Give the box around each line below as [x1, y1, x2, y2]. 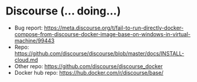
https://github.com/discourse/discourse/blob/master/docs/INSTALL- [14, 49, 184, 57]
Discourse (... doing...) [5, 4, 121, 18]
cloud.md [14, 56, 39, 63]
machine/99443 [14, 37, 55, 44]
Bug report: [14, 24, 43, 31]
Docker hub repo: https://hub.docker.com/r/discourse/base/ [14, 69, 164, 76]
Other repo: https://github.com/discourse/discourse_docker [14, 62, 163, 70]
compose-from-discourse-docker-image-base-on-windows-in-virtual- [14, 30, 191, 37]
